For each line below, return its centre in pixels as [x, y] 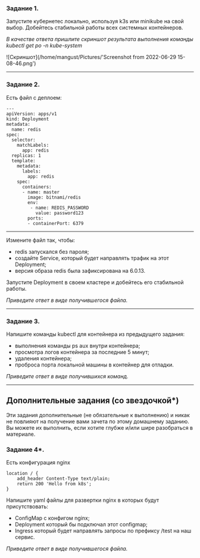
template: [24, 161]
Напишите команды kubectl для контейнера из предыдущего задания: [96, 334]
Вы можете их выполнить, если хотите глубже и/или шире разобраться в [100, 427]
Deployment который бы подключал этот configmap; [81, 524]
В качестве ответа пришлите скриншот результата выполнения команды [100, 39]
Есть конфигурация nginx [38, 463]
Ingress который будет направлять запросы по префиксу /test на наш [103, 531]
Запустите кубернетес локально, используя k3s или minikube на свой [95, 21]
